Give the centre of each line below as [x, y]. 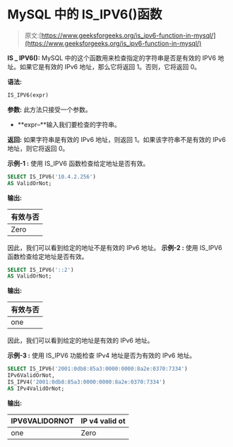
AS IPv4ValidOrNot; [36, 388]
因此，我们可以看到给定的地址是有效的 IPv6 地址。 [80, 340]
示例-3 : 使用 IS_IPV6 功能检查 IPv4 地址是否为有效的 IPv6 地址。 [102, 356]
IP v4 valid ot [103, 421]
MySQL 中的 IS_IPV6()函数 [85, 14]
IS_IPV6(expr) [28, 95]
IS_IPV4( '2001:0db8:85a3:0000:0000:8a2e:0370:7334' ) [86, 382]
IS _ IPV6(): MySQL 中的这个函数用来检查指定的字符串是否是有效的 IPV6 [112, 58]
